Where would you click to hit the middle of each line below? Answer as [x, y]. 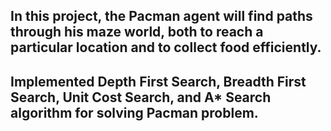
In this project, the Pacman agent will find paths [161, 16]
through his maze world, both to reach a [137, 32]
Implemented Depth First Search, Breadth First [158, 81]
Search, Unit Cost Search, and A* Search [141, 97]
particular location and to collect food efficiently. [166, 47]
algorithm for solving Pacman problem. [134, 112]
